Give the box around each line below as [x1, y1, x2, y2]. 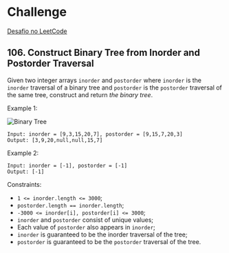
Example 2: [7, 149, 39, 157]
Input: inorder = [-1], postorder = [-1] [7, 162, 128, 169]
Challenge [7, 4, 67, 20]
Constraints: [7, 180, 42, 188]
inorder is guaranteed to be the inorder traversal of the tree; [17, 230, 188, 239]
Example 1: [7, 104, 38, 112]
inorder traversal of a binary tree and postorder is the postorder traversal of [7, 83, 222, 92]
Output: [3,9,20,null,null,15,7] [7, 136, 103, 143]
